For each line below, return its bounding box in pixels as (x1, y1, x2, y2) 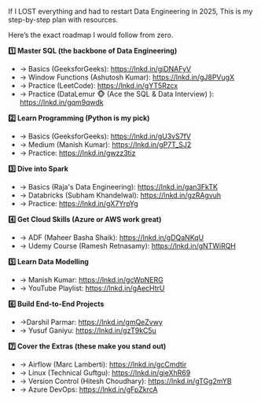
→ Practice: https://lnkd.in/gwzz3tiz (19, 149, 136, 157)
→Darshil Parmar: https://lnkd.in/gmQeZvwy (19, 318, 164, 326)
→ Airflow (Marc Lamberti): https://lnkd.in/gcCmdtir (19, 360, 187, 369)
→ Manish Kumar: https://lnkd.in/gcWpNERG (19, 275, 164, 284)
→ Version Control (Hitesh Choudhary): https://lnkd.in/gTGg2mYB (19, 377, 232, 385)
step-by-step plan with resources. (8, 15, 119, 24)
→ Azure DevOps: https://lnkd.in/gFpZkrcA (19, 385, 158, 394)
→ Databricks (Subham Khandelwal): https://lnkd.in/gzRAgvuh (19, 190, 222, 200)
